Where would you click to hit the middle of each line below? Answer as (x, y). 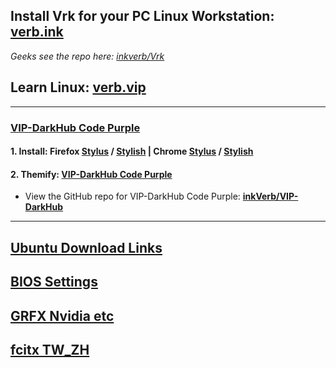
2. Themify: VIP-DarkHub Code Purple (91, 174)
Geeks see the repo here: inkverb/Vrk (87, 56)
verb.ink (37, 32)
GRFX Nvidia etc (62, 315)
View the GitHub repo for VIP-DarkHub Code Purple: (132, 196)
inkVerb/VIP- (270, 196)
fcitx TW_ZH (50, 349)
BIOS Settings (54, 282)
